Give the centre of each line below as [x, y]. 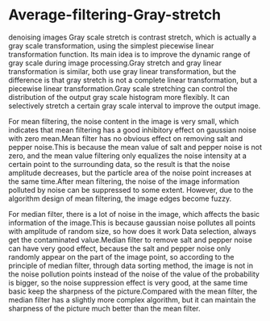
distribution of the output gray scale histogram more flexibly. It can [119, 97]
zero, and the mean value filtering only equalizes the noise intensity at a [128, 156]
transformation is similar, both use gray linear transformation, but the [122, 71]
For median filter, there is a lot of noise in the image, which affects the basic [134, 214]
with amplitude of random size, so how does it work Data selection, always [132, 231]
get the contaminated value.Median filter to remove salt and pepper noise [130, 240]
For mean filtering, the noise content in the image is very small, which [124, 121]
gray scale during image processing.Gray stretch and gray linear [115, 63]
